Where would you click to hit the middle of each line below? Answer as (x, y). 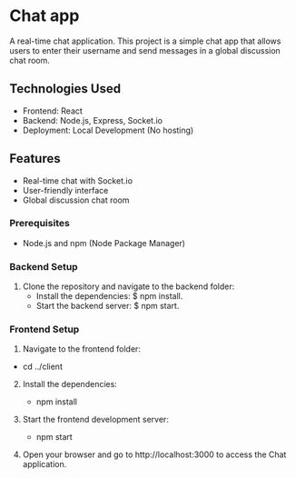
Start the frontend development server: (96, 420)
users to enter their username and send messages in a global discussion (145, 50)
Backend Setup (44, 266)
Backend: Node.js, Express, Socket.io (93, 120)
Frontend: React (53, 111)
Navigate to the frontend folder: (81, 349)
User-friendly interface (65, 190)
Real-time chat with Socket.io (78, 180)
